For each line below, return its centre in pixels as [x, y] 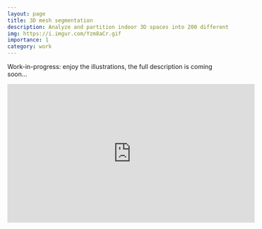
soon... [17, 74]
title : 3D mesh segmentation [50, 20]
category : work [30, 47]
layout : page [26, 14]
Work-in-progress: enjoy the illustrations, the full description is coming [110, 67]
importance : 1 [28, 40]
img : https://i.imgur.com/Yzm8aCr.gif [64, 33]
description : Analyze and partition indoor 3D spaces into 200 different [118, 27]
